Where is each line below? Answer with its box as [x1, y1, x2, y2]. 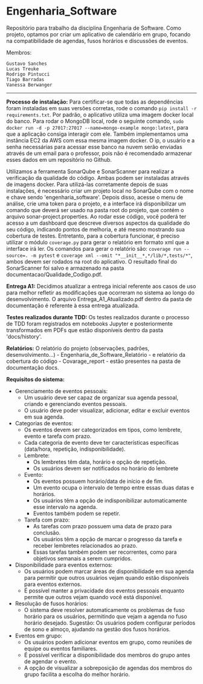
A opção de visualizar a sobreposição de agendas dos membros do [24, 664, 192, 671]
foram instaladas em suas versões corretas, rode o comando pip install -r [6, 104, 197, 111]
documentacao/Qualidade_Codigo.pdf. [6, 271, 103, 278]
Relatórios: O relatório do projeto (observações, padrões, [6, 344, 150, 352]
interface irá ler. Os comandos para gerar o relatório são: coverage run [6, 245, 182, 252]
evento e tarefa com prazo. [24, 432, 92, 440]
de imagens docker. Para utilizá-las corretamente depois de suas [6, 181, 168, 188]
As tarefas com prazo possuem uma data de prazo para [33, 522, 172, 530]
